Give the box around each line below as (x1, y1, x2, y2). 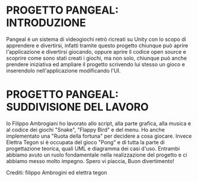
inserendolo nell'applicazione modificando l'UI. (6, 67, 121, 74)
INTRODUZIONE (6, 16, 86, 30)
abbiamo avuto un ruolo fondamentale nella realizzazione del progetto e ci (6, 151, 188, 158)
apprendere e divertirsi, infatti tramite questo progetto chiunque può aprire (6, 42, 189, 49)
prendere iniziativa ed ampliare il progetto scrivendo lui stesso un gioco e (6, 60, 186, 68)
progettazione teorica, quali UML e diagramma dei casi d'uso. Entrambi (6, 145, 180, 152)
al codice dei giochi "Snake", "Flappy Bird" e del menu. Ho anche (6, 126, 165, 133)
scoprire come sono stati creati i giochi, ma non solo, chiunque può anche (6, 54, 187, 61)
